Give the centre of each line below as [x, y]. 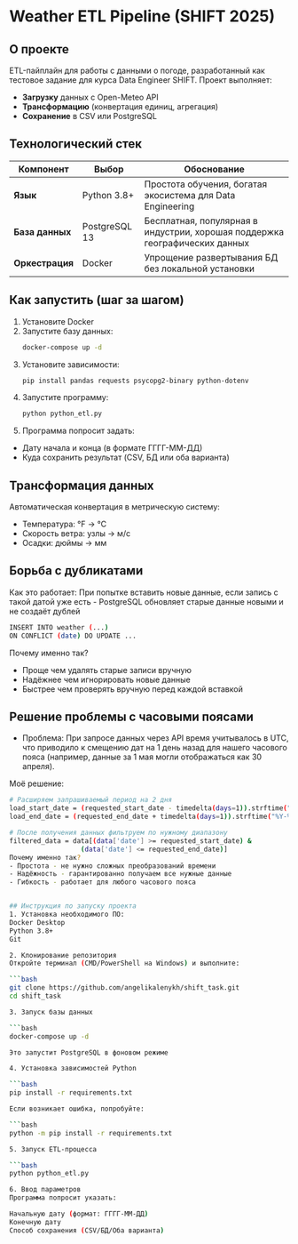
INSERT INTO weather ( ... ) [59, 627]
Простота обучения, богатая [206, 184]
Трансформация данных [82, 485]
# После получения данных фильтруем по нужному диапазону [118, 833]
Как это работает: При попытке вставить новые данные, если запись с [144, 592]
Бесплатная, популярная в [201, 221]
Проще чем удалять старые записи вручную [107, 670]
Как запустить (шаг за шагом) [97, 300]
